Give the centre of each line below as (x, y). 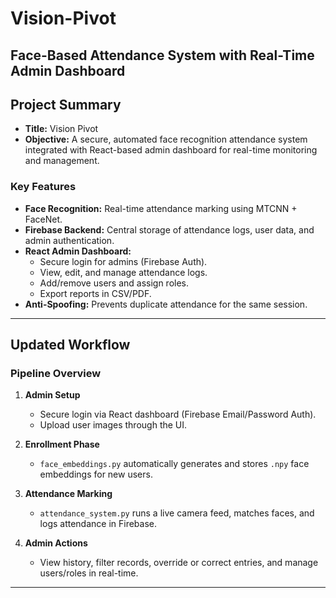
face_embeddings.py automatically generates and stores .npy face (174, 464)
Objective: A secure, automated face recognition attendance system (166, 139)
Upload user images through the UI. (113, 425)
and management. (62, 161)
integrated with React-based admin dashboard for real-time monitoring (171, 150)
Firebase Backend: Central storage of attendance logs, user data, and (169, 229)
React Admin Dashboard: (78, 251)
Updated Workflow (70, 345)
